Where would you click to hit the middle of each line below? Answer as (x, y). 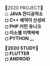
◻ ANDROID (18, 59)
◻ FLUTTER (17, 53)
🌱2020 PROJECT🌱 (24, 8)
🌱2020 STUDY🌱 (22, 48)
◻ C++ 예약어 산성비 (25, 20)
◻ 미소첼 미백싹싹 (22, 32)
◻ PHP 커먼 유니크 (23, 26)
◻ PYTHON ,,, (19, 38)
